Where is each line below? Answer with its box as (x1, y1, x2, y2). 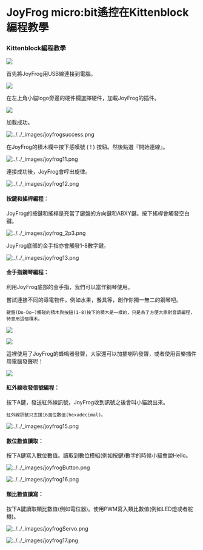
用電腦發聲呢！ (6, 358, 44, 365)
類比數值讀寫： (6, 490, 44, 498)
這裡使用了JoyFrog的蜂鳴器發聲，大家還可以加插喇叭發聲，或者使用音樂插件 (6, 350, 197, 357)
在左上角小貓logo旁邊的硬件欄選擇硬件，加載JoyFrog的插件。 (6, 95, 160, 102)
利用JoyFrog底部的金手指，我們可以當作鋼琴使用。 (6, 283, 133, 290)
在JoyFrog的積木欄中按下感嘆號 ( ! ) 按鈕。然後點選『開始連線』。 (6, 143, 168, 151)
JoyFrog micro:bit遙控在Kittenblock (6, 5, 189, 19)
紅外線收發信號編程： (6, 384, 59, 392)
